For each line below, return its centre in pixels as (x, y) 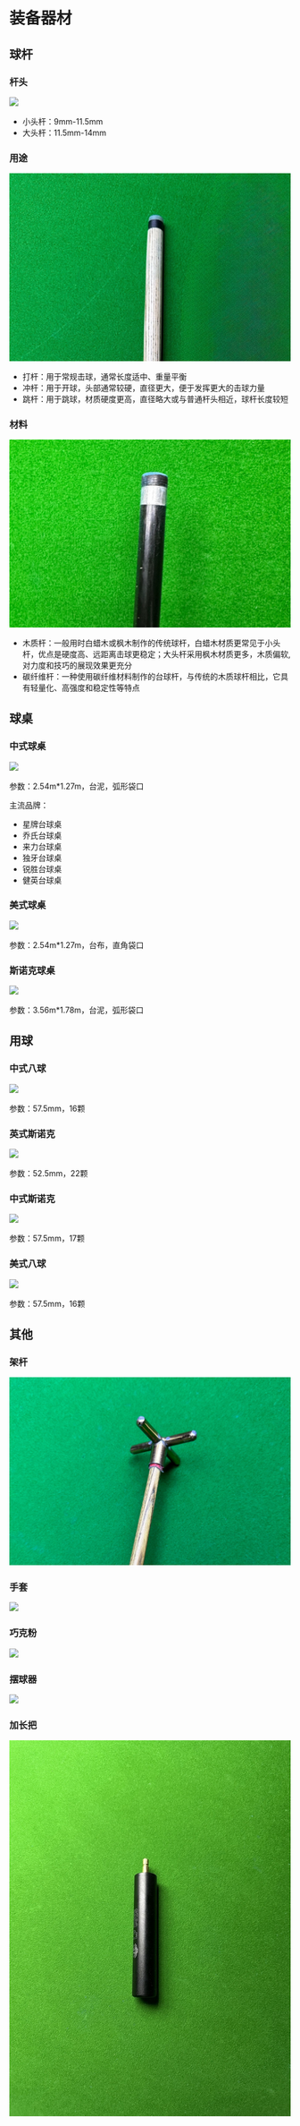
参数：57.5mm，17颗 (47, 1238)
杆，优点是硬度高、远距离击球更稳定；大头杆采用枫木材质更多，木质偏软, (156, 653)
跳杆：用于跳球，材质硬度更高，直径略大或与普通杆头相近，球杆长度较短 (155, 398)
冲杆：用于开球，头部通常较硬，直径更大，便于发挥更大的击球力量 (143, 388)
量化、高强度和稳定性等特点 (89, 687)
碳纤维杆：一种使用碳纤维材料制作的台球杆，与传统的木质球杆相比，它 (151, 676)
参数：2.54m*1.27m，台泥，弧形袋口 (77, 786)
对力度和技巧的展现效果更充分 (77, 665)
